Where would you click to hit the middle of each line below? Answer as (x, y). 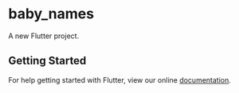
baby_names (51, 14)
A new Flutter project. (44, 36)
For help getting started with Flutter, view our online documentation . (119, 79)
